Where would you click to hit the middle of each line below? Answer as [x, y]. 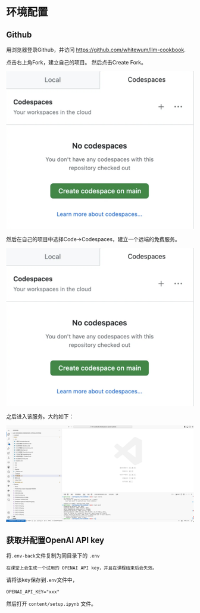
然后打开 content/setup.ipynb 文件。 [51, 604]
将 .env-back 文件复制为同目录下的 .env [53, 556]
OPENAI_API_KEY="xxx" [33, 592]
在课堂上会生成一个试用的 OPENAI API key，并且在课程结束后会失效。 [82, 568]
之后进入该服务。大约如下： [40, 416]
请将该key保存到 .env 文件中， [42, 580]
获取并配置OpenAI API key [55, 540]
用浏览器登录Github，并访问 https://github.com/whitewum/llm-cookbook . [96, 50]
